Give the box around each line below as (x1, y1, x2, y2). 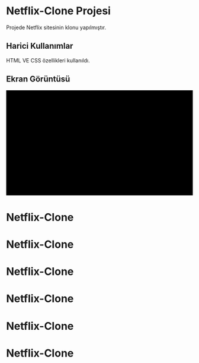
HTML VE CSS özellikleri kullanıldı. (6, 56, 90, 64)
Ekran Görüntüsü (6, 74, 70, 84)
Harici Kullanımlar (6, 41, 73, 51)
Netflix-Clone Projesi (6, 4, 111, 18)
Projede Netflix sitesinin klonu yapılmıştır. (6, 24, 107, 31)
